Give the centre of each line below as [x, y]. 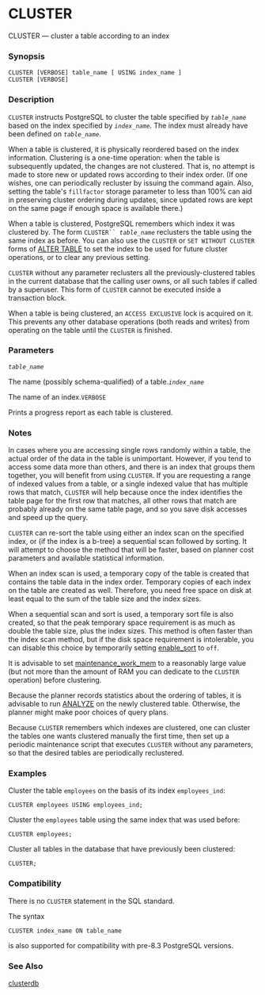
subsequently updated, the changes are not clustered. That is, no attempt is [132, 166]
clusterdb [24, 983]
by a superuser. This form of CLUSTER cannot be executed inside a [115, 289]
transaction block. [38, 297]
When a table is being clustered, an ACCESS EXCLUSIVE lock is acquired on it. [131, 313]
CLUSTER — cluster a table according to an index [89, 36]
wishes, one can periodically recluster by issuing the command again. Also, [131, 182]
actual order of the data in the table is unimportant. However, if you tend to [130, 459]
